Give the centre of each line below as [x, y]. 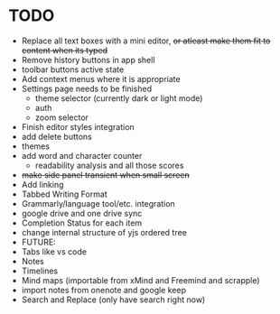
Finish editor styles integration [78, 126]
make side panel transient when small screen [106, 175]
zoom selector [62, 117]
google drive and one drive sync [82, 213]
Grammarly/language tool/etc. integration [98, 203]
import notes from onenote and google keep [104, 290]
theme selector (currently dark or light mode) [119, 98]
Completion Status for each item [82, 223]
